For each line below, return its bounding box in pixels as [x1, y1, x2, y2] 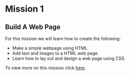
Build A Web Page [5, 23, 60, 31]
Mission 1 [5, 3, 44, 15]
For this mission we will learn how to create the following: [5, 36, 121, 41]
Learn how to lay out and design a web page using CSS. [12, 56, 126, 61]
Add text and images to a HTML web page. [12, 50, 99, 56]
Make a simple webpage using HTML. [12, 45, 89, 51]
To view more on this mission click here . [5, 65, 86, 71]
